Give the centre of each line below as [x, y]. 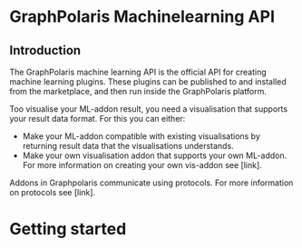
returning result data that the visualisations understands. [128, 146]
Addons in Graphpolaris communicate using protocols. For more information [151, 183]
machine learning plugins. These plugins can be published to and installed [148, 82]
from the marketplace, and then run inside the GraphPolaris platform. [138, 91]
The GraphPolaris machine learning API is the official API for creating [138, 72]
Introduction [45, 50]
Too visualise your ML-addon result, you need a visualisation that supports [149, 109]
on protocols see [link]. [53, 192]
